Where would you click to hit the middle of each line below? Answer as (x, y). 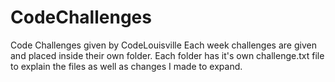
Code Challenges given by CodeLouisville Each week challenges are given (163, 45)
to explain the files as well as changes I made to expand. (126, 66)
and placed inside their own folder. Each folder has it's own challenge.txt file (167, 55)
